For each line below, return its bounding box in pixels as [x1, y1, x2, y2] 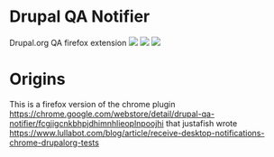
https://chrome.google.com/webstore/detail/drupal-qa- [9, 108, 215, 119]
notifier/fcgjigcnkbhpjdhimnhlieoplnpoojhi [9, 117, 164, 128]
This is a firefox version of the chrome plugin [9, 98, 176, 109]
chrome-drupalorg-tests [9, 137, 99, 148]
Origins [9, 69, 66, 89]
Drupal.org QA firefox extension [9, 37, 127, 48]
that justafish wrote [165, 117, 238, 128]
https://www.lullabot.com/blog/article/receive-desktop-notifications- [9, 127, 265, 138]
